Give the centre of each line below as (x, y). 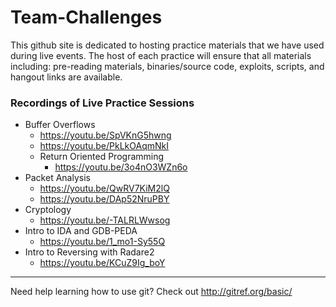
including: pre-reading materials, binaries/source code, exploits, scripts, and (167, 66)
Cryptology (48, 210)
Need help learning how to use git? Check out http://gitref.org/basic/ (151, 292)
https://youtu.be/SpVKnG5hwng (105, 135)
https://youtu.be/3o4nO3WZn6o (121, 167)
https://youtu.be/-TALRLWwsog (105, 220)
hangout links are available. (66, 77)
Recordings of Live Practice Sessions (102, 103)
